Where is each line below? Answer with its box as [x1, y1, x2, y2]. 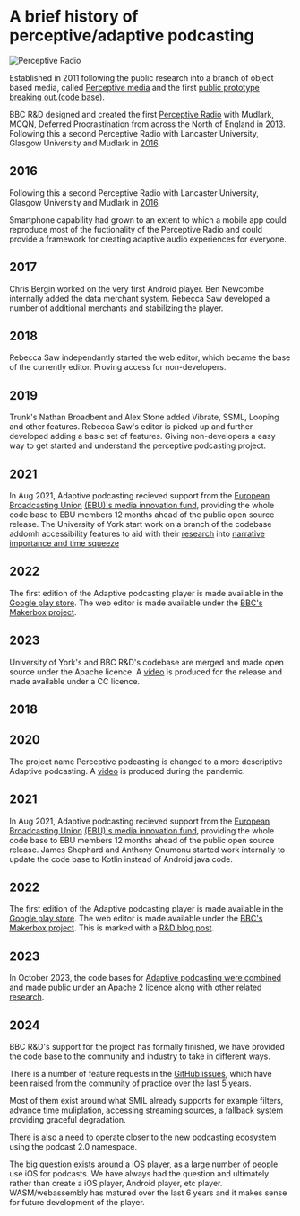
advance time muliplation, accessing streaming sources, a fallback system [9, 1105, 284, 1115]
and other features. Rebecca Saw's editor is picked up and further [9, 421, 253, 432]
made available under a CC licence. [9, 675, 141, 686]
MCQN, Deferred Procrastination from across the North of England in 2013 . [9, 119, 286, 129]
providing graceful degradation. [9, 1115, 126, 1125]
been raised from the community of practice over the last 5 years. [9, 1078, 253, 1088]
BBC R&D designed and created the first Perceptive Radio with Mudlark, [9, 109, 275, 119]
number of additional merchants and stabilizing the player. [9, 303, 224, 313]
